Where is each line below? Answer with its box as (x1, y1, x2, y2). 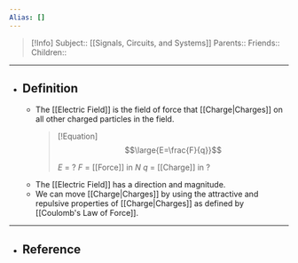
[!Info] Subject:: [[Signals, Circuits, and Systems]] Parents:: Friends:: (30, 37, 280, 48)
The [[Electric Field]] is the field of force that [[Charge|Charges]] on (35, 104, 284, 116)
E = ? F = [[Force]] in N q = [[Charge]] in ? (57, 162, 211, 173)
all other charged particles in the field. (35, 114, 175, 124)
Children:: (30, 46, 67, 58)
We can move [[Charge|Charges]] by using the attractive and (35, 188, 259, 200)
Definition (21, 81, 78, 96)
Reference (21, 242, 82, 257)
